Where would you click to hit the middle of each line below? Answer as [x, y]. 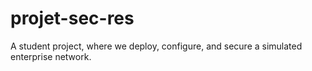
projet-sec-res [72, 18]
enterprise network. [51, 56]
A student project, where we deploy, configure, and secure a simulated [156, 46]
